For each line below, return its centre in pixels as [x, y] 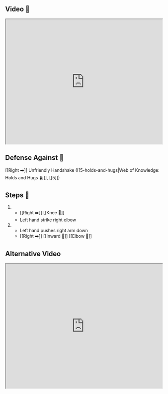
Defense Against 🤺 [35, 158]
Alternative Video [33, 253]
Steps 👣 [17, 195]
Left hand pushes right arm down [54, 231]
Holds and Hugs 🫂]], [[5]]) [33, 177]
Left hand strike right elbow [48, 220]
